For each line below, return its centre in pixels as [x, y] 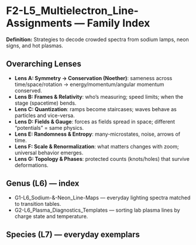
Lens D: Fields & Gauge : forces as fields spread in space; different [95, 122]
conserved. [28, 90]
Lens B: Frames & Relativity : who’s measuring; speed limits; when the [99, 96]
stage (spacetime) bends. [45, 103]
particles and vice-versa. [44, 115]
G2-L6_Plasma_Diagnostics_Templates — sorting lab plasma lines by [97, 210]
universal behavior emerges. [49, 153]
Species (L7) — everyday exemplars [73, 234]
